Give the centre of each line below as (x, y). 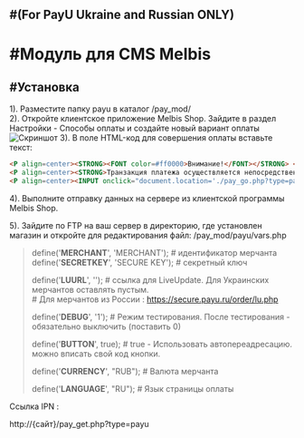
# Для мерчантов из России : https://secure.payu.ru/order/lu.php (155, 299)
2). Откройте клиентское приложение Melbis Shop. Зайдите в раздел (143, 119)
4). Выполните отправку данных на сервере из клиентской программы (147, 199)
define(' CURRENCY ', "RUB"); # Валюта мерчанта (125, 372)
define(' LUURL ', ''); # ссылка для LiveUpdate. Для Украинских (150, 280)
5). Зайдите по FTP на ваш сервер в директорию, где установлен (136, 226)
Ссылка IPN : (34, 406)
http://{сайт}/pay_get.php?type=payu (79, 424)
